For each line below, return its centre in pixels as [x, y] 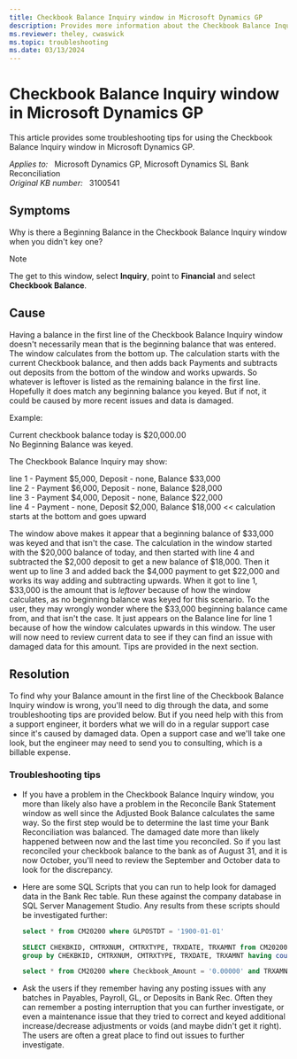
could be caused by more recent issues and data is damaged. [122, 401]
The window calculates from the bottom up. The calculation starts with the [145, 353]
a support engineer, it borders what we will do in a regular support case [139, 724]
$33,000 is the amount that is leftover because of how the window [130, 589]
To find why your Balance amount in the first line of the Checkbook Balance [147, 696]
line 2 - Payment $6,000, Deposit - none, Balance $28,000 [116, 487]
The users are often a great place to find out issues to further [133, 1036]
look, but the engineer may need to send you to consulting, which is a [136, 743]
